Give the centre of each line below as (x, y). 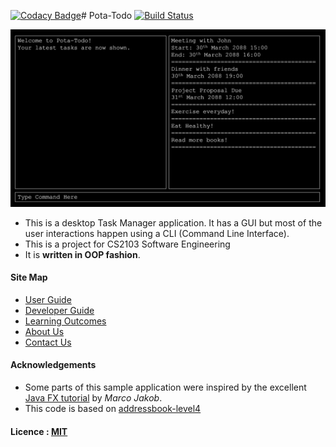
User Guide (48, 299)
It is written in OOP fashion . (82, 254)
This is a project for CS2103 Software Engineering (127, 244)
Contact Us (48, 342)
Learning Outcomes (65, 321)
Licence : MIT (39, 431)
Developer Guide (59, 310)
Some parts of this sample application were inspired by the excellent (165, 387)
